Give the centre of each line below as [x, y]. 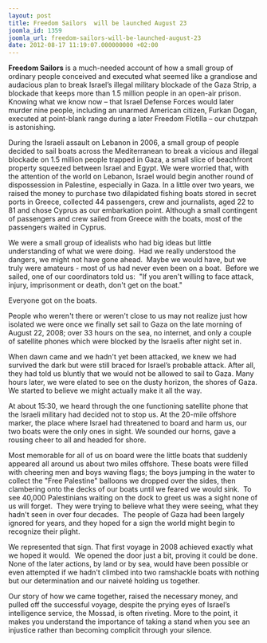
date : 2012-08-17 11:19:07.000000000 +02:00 [83, 45]
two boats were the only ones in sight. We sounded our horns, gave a [122, 432]
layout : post [30, 16]
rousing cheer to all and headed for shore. [77, 440]
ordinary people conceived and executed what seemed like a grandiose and [133, 76]
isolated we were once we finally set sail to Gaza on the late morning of [125, 324]
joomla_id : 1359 [35, 30]
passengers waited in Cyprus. [57, 227]
